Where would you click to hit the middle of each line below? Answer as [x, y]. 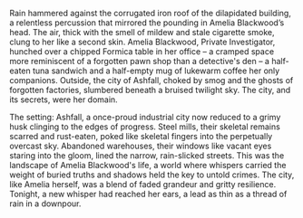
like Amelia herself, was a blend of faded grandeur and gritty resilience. [143, 184]
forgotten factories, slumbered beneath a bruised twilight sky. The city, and [150, 90]
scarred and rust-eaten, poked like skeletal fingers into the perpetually [141, 136]
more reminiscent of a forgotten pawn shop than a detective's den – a [140, 61]
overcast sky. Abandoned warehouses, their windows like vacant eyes [141, 146]
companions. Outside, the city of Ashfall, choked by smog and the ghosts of [151, 80]
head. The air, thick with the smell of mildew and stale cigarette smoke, [142, 32]
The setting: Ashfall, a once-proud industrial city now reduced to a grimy [145, 117]
